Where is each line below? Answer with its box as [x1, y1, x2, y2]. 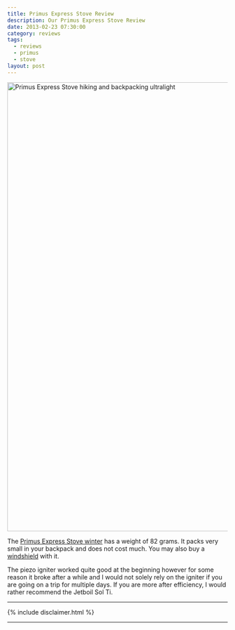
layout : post [7, 62, 45, 69]
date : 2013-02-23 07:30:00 [7, 23, 86, 30]
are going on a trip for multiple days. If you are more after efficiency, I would [7, 580, 227, 589]
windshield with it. [7, 551, 59, 560]
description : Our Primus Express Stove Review [7, 17, 145, 24]
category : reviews [7, 29, 61, 37]
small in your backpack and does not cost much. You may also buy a [7, 544, 205, 553]
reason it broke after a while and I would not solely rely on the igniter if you [7, 572, 222, 581]
